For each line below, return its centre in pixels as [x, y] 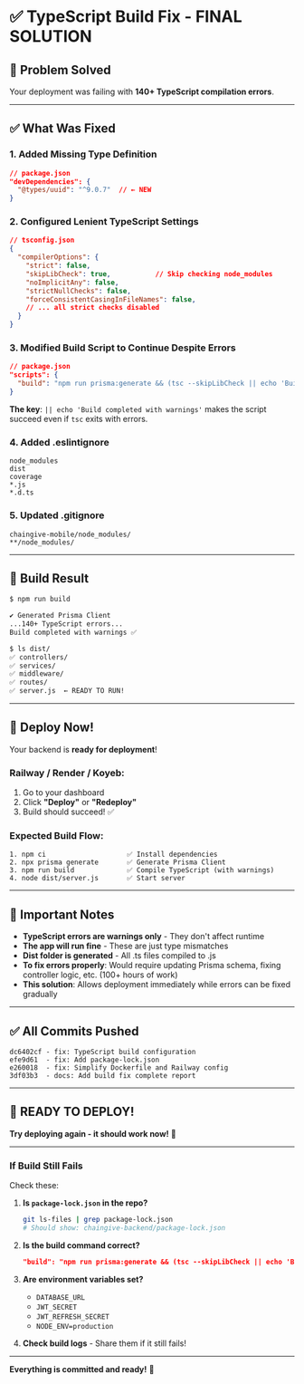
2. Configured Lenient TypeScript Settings [104, 222]
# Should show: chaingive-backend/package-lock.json [124, 1228]
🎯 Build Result [49, 578]
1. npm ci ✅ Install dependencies [114, 855]
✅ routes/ [28, 682]
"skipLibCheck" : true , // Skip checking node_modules [149, 274]
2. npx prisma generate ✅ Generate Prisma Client [118, 862]
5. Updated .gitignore [57, 515]
